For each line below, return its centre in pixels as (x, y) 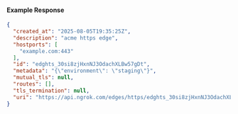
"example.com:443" (47, 51)
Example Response (36, 10)
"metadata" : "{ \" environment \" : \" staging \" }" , (85, 71)
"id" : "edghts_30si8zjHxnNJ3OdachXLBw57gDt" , (82, 64)
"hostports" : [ (36, 45)
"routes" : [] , (34, 84)
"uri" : (23, 97)
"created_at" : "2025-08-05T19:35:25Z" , (72, 32)
